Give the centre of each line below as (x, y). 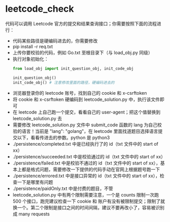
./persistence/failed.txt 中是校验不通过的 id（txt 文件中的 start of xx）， (87, 163)
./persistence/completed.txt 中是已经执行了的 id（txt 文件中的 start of (86, 144)
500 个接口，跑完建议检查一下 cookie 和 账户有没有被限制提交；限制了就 (89, 201)
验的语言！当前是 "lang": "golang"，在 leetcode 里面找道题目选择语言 (85, 131)
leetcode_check (40, 9)
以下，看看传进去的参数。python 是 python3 (64, 137)
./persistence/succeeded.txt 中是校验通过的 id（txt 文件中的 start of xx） (89, 156)
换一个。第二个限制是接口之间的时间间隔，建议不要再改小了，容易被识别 (88, 207)
